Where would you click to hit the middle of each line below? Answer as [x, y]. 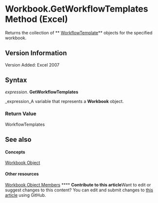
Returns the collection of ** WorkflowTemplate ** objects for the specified [79, 33]
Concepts [15, 152]
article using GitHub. [26, 195]
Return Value [21, 114]
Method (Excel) [36, 19]
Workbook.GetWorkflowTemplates [77, 9]
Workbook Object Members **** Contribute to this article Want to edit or [78, 185]
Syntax [16, 80]
